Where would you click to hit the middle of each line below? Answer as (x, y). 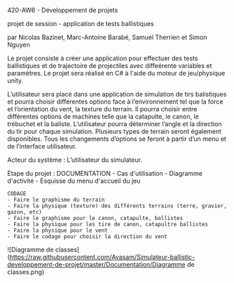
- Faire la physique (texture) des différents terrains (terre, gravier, (117, 206)
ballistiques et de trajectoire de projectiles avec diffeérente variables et (110, 65)
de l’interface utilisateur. (42, 146)
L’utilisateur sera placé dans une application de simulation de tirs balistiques (117, 94)
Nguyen (19, 44)
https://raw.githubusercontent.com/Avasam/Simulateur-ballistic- (102, 257)
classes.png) (26, 272)
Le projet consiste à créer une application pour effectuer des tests (103, 58)
